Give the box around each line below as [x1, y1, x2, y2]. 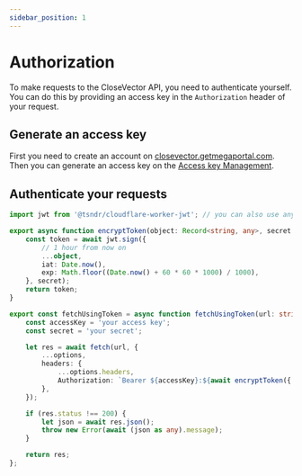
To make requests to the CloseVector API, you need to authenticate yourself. [9, 82, 292, 93]
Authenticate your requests [9, 186, 168, 202]
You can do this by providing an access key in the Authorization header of [9, 91, 286, 102]
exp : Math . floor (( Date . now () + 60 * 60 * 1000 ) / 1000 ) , [41, 268, 260, 277]
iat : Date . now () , [41, 260, 106, 269]
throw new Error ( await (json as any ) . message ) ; [41, 426, 223, 435]
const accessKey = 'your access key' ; [25, 318, 171, 327]
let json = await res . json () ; [41, 418, 155, 427]
